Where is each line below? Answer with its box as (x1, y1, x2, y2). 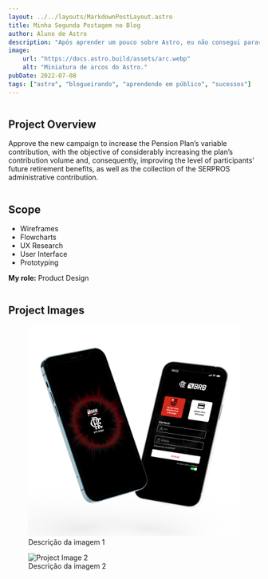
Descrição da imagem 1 (28, 538, 105, 547)
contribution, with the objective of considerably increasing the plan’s (8, 148, 234, 157)
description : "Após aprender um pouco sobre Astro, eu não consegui (8, 38, 241, 46)
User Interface (19, 250, 68, 259)
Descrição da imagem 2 (28, 561, 107, 571)
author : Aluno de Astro (8, 30, 88, 37)
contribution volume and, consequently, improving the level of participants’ (8, 156, 254, 165)
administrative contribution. (8, 172, 99, 183)
